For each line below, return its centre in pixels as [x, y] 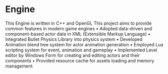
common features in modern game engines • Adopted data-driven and [79, 28]
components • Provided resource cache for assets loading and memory [80, 60]
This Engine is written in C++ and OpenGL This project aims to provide [78, 23]
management [19, 66]
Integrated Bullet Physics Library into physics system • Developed [74, 39]
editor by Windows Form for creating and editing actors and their [73, 55]
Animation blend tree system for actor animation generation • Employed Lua [84, 44]
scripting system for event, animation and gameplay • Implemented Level [81, 50]
